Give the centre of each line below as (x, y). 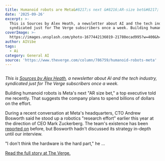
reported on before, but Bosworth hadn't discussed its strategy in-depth (78, 129)
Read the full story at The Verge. (38, 153)
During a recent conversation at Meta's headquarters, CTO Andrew (73, 113)
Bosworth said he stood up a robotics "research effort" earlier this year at (79, 118)
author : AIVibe (21, 42)
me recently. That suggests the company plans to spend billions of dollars (80, 98)
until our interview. (24, 134)
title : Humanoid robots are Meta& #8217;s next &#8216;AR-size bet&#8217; (82, 10)
